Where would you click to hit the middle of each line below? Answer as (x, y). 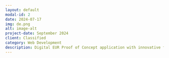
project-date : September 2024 (37, 33)
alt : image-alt (21, 29)
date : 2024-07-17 (23, 19)
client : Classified (26, 38)
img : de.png (18, 24)
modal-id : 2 (18, 15)
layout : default (22, 10)
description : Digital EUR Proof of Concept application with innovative (83, 47)
